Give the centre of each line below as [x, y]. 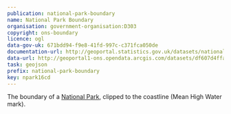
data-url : [21, 58]
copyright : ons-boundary [43, 33]
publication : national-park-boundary [61, 13]
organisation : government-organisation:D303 [72, 26]
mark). [16, 104]
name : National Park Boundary [51, 20]
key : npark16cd [29, 77]
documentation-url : [35, 52]
